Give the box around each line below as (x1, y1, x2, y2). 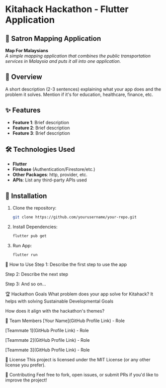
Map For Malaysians (5, 48, 49, 53)
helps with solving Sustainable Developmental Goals (5, 298, 114, 304)
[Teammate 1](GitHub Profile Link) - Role (5, 327, 89, 333)
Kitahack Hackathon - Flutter (5, 4, 129, 15)
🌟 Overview (5, 73, 42, 81)
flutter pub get (12, 234, 47, 239)
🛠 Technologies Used (5, 145, 75, 154)
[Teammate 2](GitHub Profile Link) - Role (5, 337, 90, 343)
